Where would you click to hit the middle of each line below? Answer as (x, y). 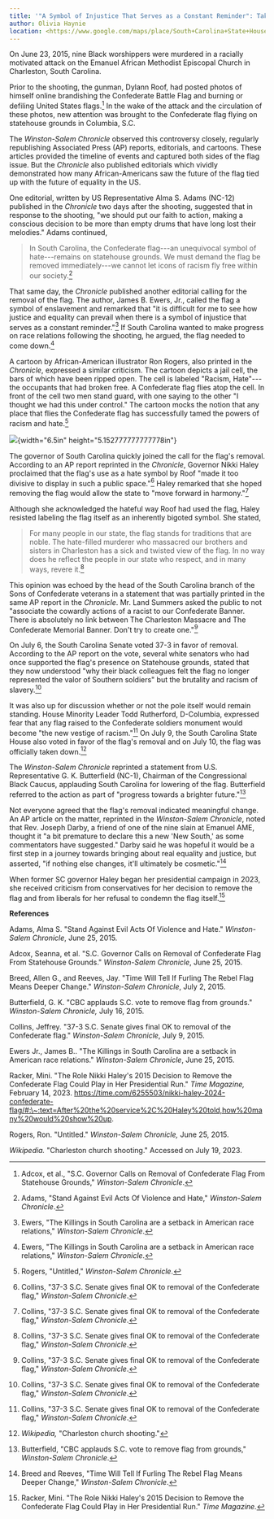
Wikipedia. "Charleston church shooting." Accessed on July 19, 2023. (126, 1151)
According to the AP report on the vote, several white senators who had (129, 654)
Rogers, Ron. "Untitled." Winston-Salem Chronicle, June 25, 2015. (120, 1134)
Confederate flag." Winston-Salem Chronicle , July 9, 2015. (107, 1036)
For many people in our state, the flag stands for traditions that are (140, 533)
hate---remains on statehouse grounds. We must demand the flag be (145, 257)
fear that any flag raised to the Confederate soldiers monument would (126, 723)
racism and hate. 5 (39, 422)
